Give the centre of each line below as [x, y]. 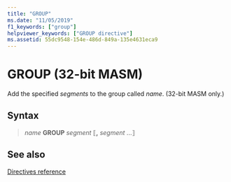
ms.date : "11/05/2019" [40, 20]
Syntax [23, 116]
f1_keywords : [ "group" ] [42, 27]
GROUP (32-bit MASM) [75, 75]
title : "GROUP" [29, 14]
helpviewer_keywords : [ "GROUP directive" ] [70, 33]
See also [26, 155]
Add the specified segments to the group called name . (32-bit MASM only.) [116, 94]
